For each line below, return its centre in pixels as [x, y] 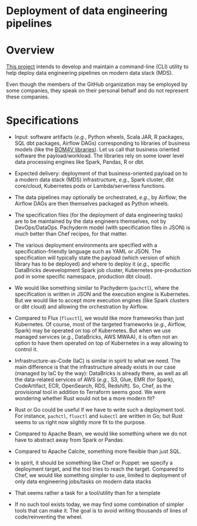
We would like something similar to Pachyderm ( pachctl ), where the [97, 288]
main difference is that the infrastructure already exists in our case [95, 367]
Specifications [42, 120]
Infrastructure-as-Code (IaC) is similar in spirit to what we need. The [97, 361]
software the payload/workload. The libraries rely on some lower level [99, 156]
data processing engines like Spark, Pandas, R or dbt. [80, 162]
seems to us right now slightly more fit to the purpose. [80, 422]
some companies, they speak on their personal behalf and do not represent [97, 91]
